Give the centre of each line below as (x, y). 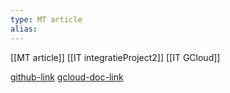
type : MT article (46, 19)
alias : (24, 29)
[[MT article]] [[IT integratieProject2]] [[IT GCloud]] (115, 57)
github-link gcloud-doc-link (67, 77)
